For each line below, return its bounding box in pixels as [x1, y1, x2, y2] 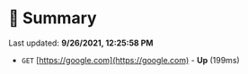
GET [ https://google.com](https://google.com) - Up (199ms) [21, 54, 240, 65]
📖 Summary [8, 8, 97, 29]
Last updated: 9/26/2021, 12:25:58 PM [8, 37, 154, 48]
